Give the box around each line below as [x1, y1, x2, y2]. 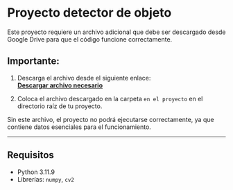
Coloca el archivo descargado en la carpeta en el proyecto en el [17, 94, 203, 103]
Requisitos [7, 149, 54, 161]
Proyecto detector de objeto [7, 5, 172, 21]
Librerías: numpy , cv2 [17, 175, 75, 183]
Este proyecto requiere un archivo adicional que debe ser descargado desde [7, 28, 226, 36]
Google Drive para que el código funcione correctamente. [7, 35, 173, 43]
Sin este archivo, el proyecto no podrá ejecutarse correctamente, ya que [7, 115, 214, 123]
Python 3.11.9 [17, 168, 55, 176]
